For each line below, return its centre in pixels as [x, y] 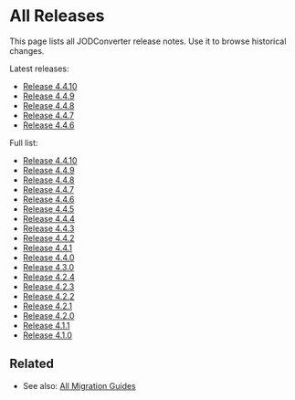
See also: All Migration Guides [79, 385]
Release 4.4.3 [48, 228]
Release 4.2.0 [48, 315]
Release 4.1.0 [47, 335]
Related [32, 364]
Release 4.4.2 [48, 237]
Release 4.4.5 [48, 209]
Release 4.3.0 [48, 267]
